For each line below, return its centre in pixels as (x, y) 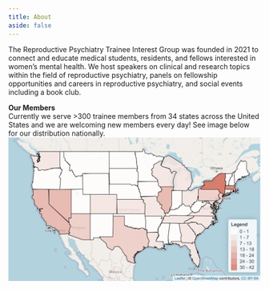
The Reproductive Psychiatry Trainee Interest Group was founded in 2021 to (133, 49)
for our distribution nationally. (57, 133)
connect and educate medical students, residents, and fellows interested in (132, 58)
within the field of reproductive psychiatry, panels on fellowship (113, 75)
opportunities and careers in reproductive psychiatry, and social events (126, 83)
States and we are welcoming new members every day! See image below (129, 124)
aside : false (30, 25)
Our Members (32, 108)
